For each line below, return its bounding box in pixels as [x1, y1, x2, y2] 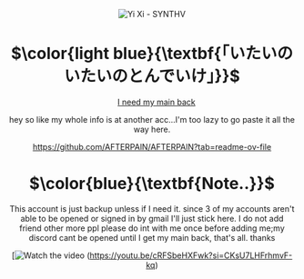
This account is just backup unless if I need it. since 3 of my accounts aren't [9, 203, 295, 214]
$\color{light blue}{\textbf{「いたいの [11, 44, 293, 64]
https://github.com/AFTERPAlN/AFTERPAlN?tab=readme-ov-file [32, 141, 272, 152]
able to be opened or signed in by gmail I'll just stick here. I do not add [20, 213, 284, 224]
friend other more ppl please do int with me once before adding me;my [18, 223, 286, 234]
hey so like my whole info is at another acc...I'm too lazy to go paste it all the [9, 114, 295, 125]
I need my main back [117, 96, 197, 107]
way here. [133, 124, 171, 135]
